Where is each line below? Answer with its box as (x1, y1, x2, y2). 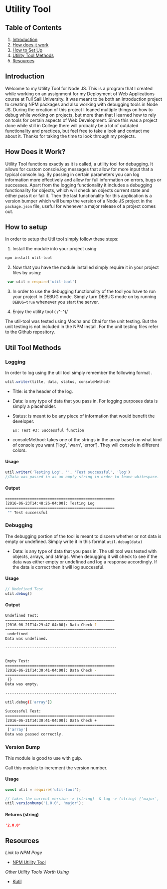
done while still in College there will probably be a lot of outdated (5, 122, 139, 128)
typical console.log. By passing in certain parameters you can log (5, 171, 140, 178)
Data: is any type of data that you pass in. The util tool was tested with (12, 548, 157, 554)
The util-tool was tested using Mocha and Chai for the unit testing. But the (5, 318, 157, 325)
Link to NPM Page (5, 850, 42, 856)
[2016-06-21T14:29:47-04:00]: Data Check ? (5, 622, 97, 627)
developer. (12, 418, 34, 424)
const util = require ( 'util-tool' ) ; (5, 787, 81, 792)
